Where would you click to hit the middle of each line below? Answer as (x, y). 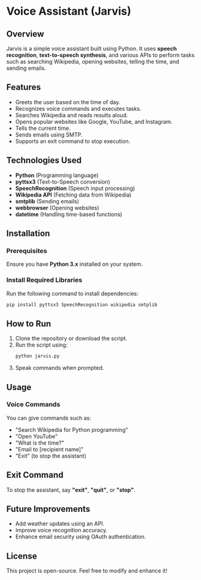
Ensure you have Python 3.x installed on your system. (74, 264)
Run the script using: (41, 345)
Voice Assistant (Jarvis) (69, 11)
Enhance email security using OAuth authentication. (81, 537)
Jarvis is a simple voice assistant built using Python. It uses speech (92, 48)
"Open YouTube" (36, 436)
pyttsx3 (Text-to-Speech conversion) (63, 181)
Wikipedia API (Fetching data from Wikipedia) (73, 195)
